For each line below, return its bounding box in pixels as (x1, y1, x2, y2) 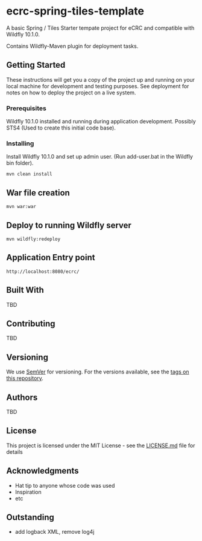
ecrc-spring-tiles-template (6, 4, 145, 18)
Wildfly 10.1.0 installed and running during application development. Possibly (6, 118, 196, 125)
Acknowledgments (6, 466, 80, 476)
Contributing (6, 318, 55, 329)
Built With (6, 285, 44, 295)
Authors (6, 392, 38, 402)
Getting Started (6, 60, 66, 70)
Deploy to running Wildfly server (6, 220, 131, 231)
